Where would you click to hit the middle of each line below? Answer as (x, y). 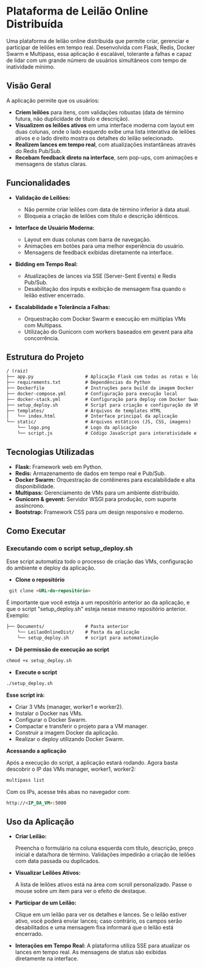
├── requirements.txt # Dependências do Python (78, 383)
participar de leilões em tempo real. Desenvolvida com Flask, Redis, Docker (101, 47)
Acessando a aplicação (36, 751)
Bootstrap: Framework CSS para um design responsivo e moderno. (99, 512)
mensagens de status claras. (51, 164)
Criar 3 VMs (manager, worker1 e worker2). (69, 706)
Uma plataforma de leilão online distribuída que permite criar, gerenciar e (98, 41)
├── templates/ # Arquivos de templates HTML (84, 411)
